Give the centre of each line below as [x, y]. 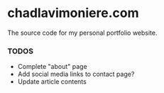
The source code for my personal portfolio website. [82, 33]
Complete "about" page [52, 67]
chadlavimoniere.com [73, 13]
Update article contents [52, 82]
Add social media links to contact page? [76, 74]
